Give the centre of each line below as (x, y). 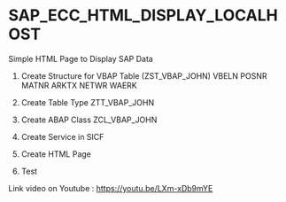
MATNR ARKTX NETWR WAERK (79, 85)
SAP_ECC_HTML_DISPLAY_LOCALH (143, 16)
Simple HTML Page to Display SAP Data (81, 58)
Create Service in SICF (62, 136)
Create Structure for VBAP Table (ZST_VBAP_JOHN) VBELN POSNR (144, 75)
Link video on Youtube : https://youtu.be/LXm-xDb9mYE (111, 188)
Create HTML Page (56, 154)
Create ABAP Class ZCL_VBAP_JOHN (89, 120)
